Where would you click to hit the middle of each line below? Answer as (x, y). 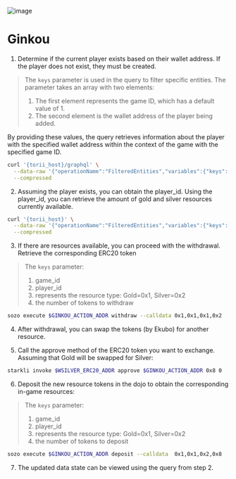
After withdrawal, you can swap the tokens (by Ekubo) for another (113, 329)
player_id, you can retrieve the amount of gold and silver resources (115, 199)
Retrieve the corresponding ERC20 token (77, 253)
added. (45, 123)
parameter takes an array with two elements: (89, 87)
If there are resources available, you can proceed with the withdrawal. (119, 245)
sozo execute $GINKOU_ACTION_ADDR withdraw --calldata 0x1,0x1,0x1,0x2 (114, 316)
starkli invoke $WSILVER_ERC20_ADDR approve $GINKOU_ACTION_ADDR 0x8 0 (114, 371)
